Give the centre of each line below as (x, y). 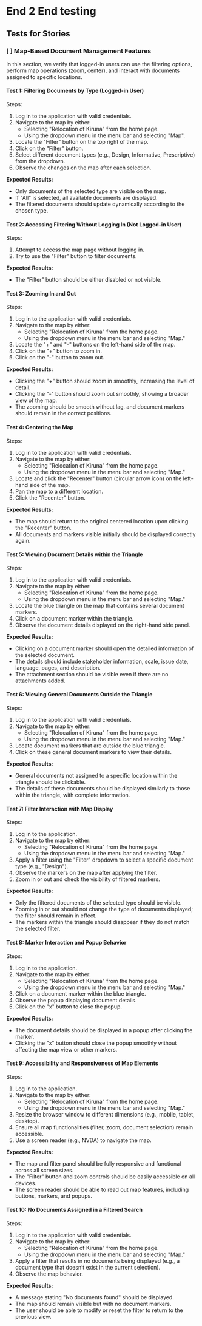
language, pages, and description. (58, 668)
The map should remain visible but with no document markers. (93, 1304)
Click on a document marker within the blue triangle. (80, 993)
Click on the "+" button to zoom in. (58, 351)
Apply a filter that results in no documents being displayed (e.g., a (97, 1260)
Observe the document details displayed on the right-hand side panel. (103, 625)
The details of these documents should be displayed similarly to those (103, 789)
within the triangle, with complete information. (72, 795)
